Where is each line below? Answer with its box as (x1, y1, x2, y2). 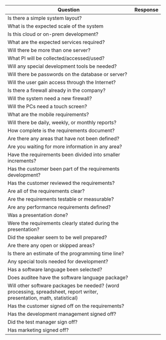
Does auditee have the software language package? (7, 274, 128, 281)
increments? (7, 158, 37, 164)
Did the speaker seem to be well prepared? (7, 234, 107, 241)
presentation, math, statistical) (7, 295, 78, 301)
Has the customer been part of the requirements (7, 166, 120, 172)
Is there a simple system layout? (7, 15, 82, 21)
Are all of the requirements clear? (7, 188, 85, 194)
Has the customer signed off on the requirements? (7, 302, 124, 309)
